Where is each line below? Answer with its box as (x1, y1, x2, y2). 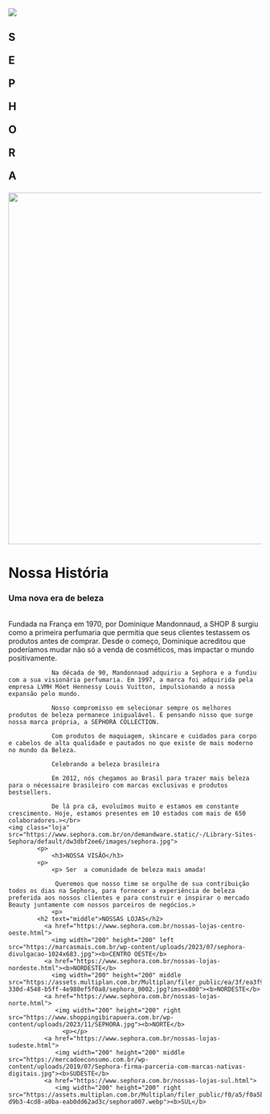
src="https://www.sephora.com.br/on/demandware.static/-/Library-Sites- (8, 830, 257, 838)
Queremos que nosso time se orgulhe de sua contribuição (55, 879, 250, 887)
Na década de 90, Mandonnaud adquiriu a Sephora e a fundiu (51, 669, 257, 677)
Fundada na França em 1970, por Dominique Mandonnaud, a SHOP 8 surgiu (8, 619, 259, 629)
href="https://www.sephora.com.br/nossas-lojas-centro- (55, 922, 247, 930)
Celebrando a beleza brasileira (51, 760, 160, 768)
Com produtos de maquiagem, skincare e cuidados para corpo (51, 731, 257, 740)
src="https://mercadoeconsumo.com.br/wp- (8, 1055, 149, 1063)
